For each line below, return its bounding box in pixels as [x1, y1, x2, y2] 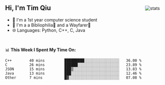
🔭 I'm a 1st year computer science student [12, 17, 97, 22]
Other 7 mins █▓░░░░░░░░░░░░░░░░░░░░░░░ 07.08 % [5, 75, 141, 80]
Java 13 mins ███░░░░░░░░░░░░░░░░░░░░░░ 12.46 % [5, 71, 141, 76]
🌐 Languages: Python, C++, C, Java [12, 27, 85, 33]
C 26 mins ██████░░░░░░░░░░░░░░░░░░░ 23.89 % [5, 62, 141, 67]
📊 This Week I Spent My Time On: [5, 46, 76, 53]
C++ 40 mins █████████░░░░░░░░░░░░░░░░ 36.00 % [5, 58, 141, 63]
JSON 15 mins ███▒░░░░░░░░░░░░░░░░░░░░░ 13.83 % [5, 66, 141, 71]
